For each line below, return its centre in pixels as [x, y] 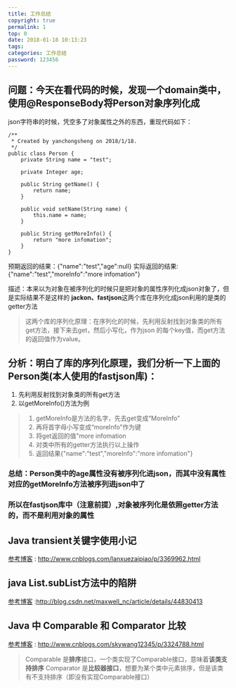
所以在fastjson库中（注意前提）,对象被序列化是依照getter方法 [113, 505]
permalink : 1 [27, 27]
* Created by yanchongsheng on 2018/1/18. [74, 141]
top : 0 [18, 33]
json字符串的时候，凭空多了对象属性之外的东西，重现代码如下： [100, 121]
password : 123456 [33, 60]
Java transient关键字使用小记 [72, 540]
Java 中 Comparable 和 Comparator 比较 [97, 626]
